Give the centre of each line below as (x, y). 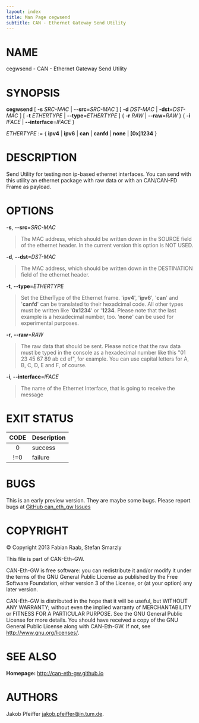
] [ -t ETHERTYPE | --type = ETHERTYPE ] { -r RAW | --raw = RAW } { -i (105, 116)
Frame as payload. (29, 187)
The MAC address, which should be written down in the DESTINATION (107, 268)
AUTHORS (32, 697)
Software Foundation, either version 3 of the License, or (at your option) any (99, 583)
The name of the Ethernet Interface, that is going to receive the (98, 389)
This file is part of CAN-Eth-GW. (45, 558)
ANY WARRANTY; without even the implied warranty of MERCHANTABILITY (99, 607)
